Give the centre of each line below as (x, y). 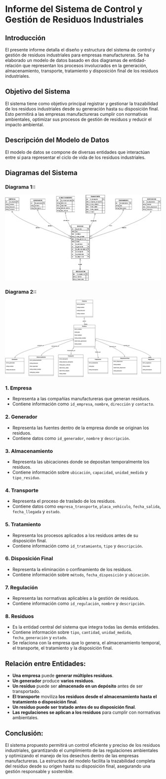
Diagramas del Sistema (41, 173)
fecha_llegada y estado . (36, 512)
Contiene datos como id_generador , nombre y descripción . (71, 438)
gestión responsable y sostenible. (40, 772)
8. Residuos (20, 616)
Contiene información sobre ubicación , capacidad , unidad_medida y (80, 472)
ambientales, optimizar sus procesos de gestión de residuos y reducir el (79, 119)
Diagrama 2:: (21, 292)
